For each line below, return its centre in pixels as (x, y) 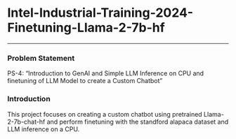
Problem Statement (41, 58)
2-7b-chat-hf (26, 122)
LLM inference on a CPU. (44, 129)
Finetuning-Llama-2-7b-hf (86, 28)
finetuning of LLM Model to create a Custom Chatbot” (85, 81)
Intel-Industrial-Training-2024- (100, 13)
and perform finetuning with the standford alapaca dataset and (138, 122)
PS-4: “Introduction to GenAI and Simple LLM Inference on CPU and (106, 73)
